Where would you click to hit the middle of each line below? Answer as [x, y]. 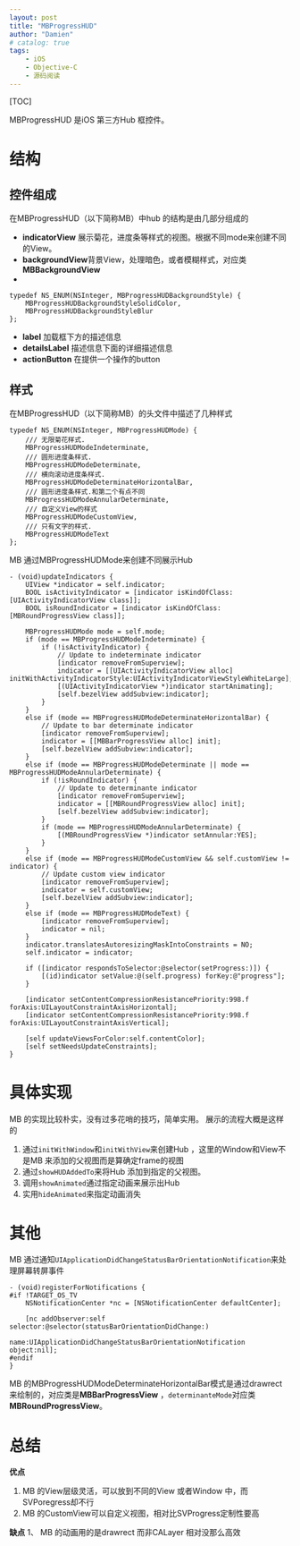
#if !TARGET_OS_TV [43, 1295]
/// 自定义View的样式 [62, 509]
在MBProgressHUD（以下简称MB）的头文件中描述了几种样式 [121, 413]
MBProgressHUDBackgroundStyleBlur [89, 311]
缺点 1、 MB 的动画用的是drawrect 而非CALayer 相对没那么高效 [125, 1533]
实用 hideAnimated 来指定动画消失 [81, 1193]
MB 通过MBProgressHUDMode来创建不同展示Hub [101, 559]
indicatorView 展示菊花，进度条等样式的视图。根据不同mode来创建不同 [154, 237]
